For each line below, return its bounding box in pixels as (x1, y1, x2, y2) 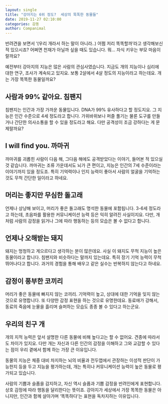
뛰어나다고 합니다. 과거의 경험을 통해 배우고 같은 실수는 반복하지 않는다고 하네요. (5, 261, 162, 267)
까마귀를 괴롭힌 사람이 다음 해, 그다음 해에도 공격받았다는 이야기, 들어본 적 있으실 (5, 156, 163, 162)
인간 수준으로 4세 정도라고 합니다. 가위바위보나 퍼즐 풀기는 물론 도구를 (14, 113, 151, 119)
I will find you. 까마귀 (5, 142, 69, 150)
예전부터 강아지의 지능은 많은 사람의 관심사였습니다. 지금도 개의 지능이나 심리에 (5, 64, 159, 70)
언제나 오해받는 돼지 (5, 234, 63, 242)
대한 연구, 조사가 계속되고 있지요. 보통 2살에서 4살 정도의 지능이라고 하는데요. (5, 70, 156, 76)
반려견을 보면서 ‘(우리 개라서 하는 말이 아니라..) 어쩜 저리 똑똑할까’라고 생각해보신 (5, 41, 163, 47)
